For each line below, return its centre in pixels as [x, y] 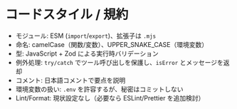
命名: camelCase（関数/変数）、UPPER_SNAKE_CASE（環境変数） [112, 44]
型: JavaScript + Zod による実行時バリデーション [87, 53]
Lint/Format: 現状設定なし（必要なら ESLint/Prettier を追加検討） [110, 98]
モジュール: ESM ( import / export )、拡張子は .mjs [86, 36]
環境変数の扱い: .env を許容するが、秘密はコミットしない [100, 89]
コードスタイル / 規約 [67, 15]
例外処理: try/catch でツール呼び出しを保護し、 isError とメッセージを [119, 62]
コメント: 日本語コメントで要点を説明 [70, 80]
